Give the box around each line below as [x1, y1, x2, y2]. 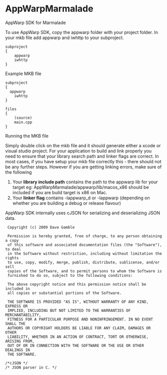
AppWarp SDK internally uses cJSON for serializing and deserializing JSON [5, 210, 160, 216]
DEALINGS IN [5, 347, 30, 352]
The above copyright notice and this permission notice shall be [7, 281, 146, 287]
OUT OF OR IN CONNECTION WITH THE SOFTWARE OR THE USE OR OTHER [7, 343, 144, 348]
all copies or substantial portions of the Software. [7, 290, 122, 295]
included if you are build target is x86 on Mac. [12, 189, 107, 195]
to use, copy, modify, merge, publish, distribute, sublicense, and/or [7, 260, 160, 265]
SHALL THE [5, 321, 26, 326]
